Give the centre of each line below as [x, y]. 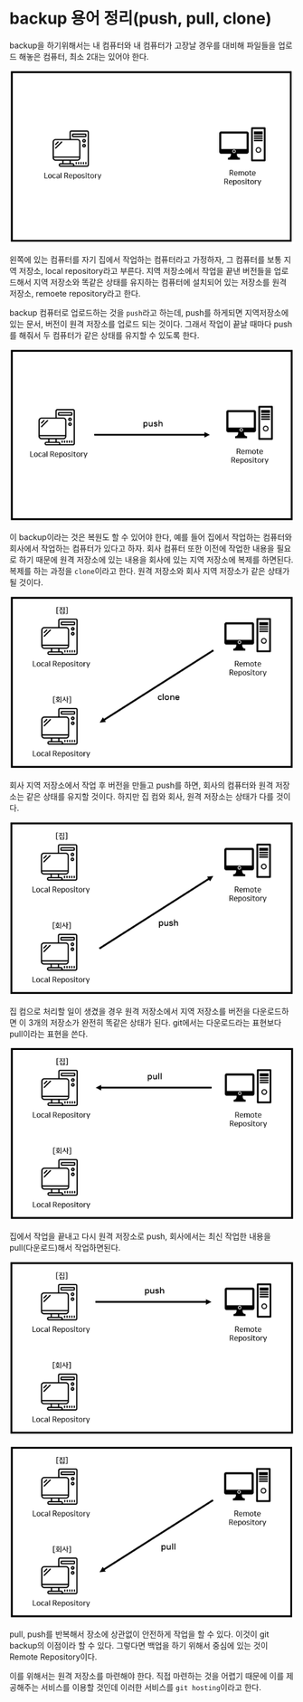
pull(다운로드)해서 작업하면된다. [65, 1247]
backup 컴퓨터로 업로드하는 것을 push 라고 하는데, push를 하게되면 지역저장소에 [149, 312]
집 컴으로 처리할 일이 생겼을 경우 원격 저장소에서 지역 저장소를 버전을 [130, 1011]
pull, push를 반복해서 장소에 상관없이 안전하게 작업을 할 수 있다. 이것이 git [139, 1634]
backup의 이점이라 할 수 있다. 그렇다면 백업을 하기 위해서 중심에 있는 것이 [139, 1645]
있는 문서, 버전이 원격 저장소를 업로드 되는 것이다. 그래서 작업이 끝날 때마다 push [151, 324]
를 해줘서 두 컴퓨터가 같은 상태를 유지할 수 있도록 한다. [104, 335]
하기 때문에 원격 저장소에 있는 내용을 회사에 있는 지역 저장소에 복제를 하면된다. [156, 560]
